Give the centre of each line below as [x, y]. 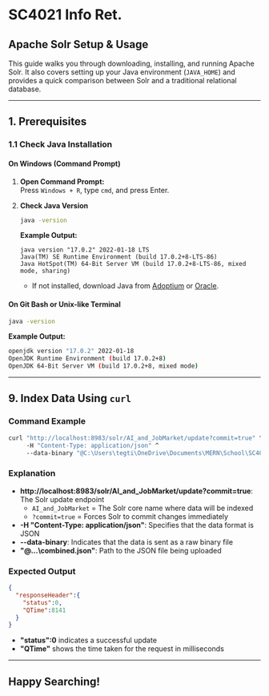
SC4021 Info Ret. [65, 15]
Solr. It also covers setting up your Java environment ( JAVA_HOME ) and [122, 72]
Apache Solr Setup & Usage [78, 44]
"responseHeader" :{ [48, 595]
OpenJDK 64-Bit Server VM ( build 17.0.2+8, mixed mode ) [103, 366]
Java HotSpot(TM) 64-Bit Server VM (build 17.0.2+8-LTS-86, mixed [133, 264]
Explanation [32, 473]
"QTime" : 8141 [44, 610]
